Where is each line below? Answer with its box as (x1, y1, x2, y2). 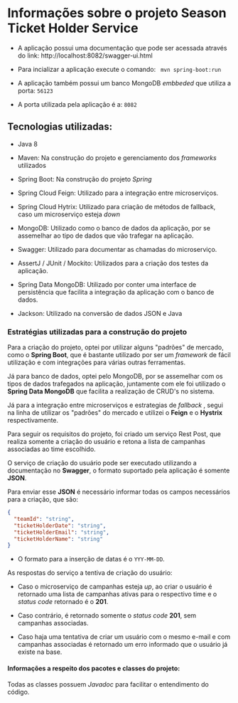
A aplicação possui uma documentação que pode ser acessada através (17, 43, 227, 52)
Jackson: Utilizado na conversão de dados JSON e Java (17, 309, 183, 317)
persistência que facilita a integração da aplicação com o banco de (17, 287, 215, 296)
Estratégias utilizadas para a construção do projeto (7, 327, 188, 337)
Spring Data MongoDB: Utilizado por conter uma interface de (17, 280, 197, 289)
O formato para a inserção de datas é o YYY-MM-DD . (17, 555, 165, 564)
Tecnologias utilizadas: (7, 121, 112, 133)
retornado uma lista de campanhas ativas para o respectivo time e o (17, 590, 217, 598)
